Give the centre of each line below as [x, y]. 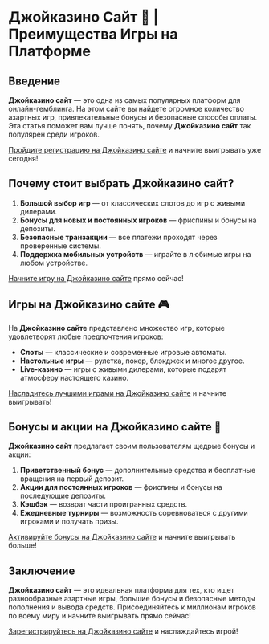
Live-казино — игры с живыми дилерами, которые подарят [123, 369]
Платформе [49, 51]
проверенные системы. [61, 246]
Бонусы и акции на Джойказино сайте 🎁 [115, 427]
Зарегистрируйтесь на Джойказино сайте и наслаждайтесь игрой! [123, 631]
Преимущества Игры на [93, 34]
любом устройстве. [54, 263]
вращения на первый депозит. [72, 479]
